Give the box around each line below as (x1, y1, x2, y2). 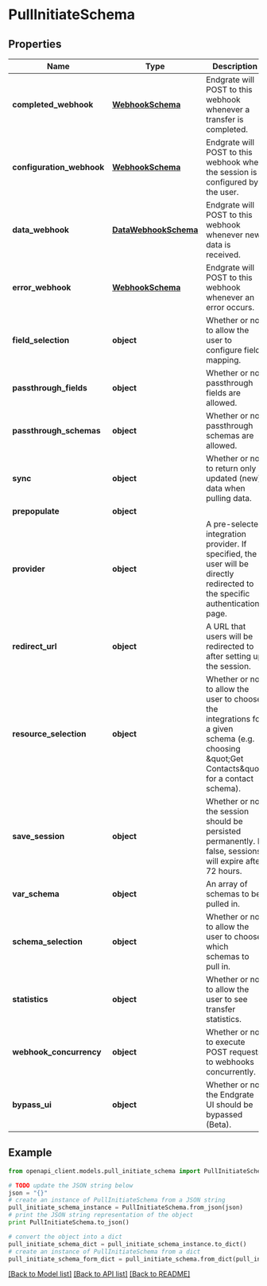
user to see (205, 994, 248, 1004)
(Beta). (205, 1119, 232, 1130)
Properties (8, 37, 62, 51)
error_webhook (12, 282, 72, 293)
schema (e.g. (205, 733, 255, 744)
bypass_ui (12, 1099, 52, 1110)
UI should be (205, 1099, 253, 1110)
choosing (205, 744, 241, 754)
